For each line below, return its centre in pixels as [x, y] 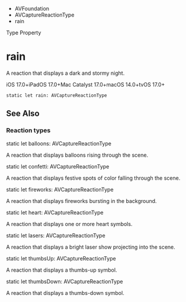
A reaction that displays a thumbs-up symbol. [62, 270]
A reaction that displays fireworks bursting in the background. [81, 201]
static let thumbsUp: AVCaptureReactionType [61, 258]
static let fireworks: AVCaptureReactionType [60, 189]
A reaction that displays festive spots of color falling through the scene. [93, 178]
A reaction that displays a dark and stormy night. [65, 73]
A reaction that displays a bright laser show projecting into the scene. [91, 247]
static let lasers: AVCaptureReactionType [56, 235]
